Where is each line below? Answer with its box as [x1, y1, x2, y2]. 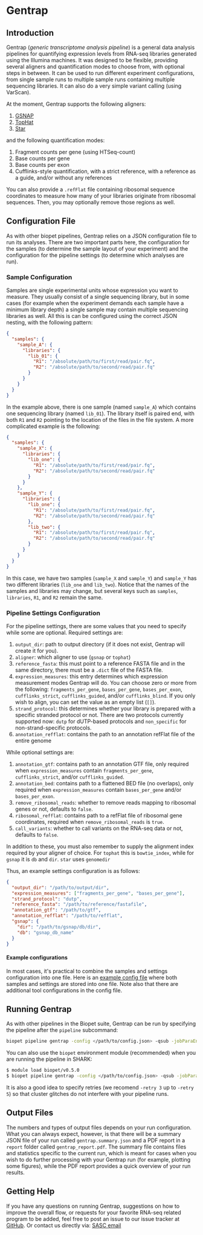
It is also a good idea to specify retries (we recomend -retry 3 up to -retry [6, 1084, 195, 1091]
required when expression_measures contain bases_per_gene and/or [14, 786, 182, 793]
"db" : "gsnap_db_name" [17, 929, 74, 936]
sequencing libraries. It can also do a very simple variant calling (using [6, 82, 182, 89]
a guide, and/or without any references [14, 174, 112, 181]
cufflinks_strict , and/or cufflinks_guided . [14, 773, 125, 780]
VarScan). [6, 89, 31, 96]
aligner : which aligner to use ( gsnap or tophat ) [14, 653, 131, 661]
